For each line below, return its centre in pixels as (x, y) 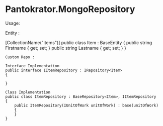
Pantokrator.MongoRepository (70, 9)
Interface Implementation (32, 66)
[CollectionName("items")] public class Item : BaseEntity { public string (79, 42)
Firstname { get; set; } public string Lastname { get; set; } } (66, 48)
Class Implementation (28, 92)
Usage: (13, 23)
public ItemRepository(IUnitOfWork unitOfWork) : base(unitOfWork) (86, 105)
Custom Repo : (20, 57)
